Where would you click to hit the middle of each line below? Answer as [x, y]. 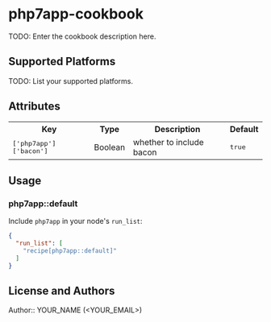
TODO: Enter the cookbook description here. [82, 36]
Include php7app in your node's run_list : [75, 221]
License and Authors [62, 291]
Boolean [110, 147]
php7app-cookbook [76, 14]
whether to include [168, 142]
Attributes [34, 107]
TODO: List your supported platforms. [71, 80]
